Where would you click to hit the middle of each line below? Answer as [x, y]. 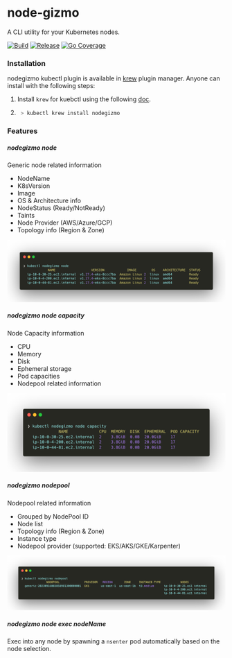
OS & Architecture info [49, 200]
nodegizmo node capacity [46, 315]
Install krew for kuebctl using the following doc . [84, 99]
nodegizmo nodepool [38, 485]
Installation [27, 63]
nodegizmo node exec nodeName [56, 624]
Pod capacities [38, 376]
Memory [29, 354]
